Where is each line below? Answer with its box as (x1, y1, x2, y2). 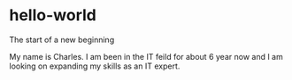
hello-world (9, 5, 97, 25)
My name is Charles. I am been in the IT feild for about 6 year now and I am (9, 51, 283, 62)
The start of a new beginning (9, 34, 115, 45)
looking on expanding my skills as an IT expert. (9, 61, 181, 71)
